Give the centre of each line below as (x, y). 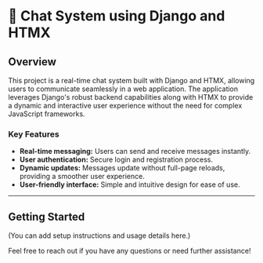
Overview (32, 62)
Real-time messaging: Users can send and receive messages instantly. (135, 152)
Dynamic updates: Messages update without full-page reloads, (122, 168)
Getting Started (47, 216)
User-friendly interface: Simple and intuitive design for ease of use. (130, 184)
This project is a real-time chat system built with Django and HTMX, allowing (131, 80)
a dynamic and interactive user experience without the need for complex (125, 106)
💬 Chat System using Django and (117, 16)
